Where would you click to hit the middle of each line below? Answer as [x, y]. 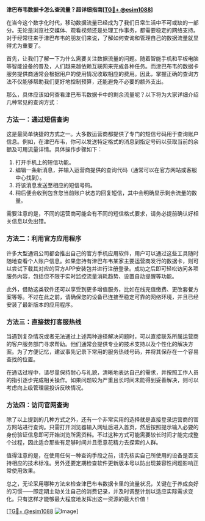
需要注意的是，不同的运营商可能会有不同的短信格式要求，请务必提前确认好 [100, 214]
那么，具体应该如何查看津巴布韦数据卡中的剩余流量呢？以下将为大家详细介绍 [103, 95]
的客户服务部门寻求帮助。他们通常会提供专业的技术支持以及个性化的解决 [97, 344]
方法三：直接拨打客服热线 [44, 322]
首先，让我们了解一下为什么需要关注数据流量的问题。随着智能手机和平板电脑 [103, 58]
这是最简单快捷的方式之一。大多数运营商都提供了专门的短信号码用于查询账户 [103, 134]
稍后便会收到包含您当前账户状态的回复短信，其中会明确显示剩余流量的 [103, 193]
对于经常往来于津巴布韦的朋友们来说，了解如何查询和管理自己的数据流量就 [100, 38]
